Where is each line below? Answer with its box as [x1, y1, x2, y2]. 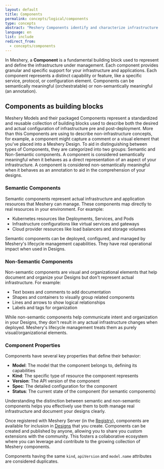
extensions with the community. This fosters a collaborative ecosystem [5, 433, 148, 439]
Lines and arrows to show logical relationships [12, 299, 105, 306]
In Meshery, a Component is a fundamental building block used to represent [5, 57, 159, 63]
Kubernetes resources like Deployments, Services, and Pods [12, 216, 134, 222]
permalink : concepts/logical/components [5, 16, 89, 21]
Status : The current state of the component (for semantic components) [12, 388, 156, 394]
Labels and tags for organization [12, 305, 78, 311]
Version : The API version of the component [12, 378, 100, 384]
